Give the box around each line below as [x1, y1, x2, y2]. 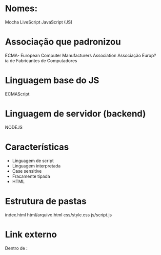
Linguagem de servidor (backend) [5, 108, 146, 119]
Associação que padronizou [5, 36, 121, 47]
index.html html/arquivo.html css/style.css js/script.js [5, 211, 112, 218]
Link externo [5, 229, 57, 240]
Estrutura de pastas [5, 195, 87, 207]
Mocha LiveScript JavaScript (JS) [5, 19, 73, 25]
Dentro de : [5, 245, 28, 251]
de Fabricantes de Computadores [9, 57, 77, 64]
